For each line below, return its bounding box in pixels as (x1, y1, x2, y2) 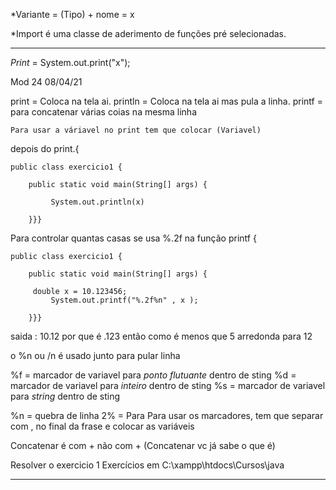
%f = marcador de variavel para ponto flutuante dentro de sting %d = (10, 369, 297, 381)
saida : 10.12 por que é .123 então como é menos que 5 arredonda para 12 (10, 330, 313, 342)
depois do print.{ (10, 143, 80, 154)
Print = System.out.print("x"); (10, 57, 131, 68)
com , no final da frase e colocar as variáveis (10, 420, 195, 432)
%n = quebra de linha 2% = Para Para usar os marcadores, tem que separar (10, 410, 324, 421)
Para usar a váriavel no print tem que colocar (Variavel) (10, 125, 262, 135)
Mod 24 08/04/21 (10, 76, 83, 88)
